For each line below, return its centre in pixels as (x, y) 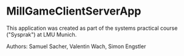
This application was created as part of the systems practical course (92, 28)
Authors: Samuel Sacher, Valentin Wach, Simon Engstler (76, 46)
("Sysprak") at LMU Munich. (42, 34)
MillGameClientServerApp (74, 11)
